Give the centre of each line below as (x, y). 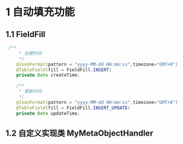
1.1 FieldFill (25, 34)
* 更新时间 (30, 91)
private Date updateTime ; (48, 113)
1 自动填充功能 (40, 12)
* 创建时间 (30, 53)
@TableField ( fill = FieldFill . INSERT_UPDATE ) (73, 108)
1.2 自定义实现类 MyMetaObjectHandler (79, 133)
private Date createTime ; (48, 75)
